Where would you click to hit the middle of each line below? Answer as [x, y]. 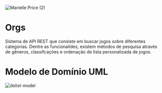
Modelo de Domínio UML [56, 72]
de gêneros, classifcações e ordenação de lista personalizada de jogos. [79, 51]
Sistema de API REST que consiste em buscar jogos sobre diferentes [75, 41]
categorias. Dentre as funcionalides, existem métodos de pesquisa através [81, 46]
